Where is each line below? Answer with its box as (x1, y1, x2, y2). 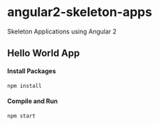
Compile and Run (7, 97, 58, 105)
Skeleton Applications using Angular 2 (7, 27, 117, 36)
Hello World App (7, 47, 80, 59)
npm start (7, 112, 36, 119)
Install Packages (7, 67, 56, 75)
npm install (7, 82, 42, 89)
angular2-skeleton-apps (7, 4, 152, 20)
